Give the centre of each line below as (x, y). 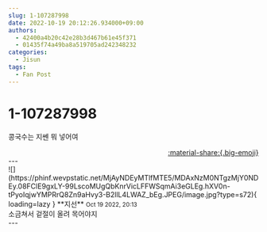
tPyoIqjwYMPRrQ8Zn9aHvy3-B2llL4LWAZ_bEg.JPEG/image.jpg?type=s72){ (133, 194)
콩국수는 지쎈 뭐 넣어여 (43, 136)
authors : (23, 30)
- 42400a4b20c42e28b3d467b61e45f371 (76, 38)
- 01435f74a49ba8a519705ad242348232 (76, 45)
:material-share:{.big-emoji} (213, 152)
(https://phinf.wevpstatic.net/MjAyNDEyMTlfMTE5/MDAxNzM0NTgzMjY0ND (133, 177)
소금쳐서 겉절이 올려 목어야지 (53, 214)
